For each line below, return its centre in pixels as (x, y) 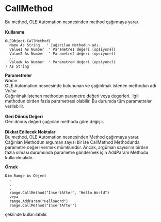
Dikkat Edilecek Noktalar (30, 132)
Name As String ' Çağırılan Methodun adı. (55, 45)
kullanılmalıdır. (19, 157)
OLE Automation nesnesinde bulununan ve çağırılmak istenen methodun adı (81, 86)
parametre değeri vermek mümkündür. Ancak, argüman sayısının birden (77, 147)
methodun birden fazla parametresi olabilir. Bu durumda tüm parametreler (79, 101)
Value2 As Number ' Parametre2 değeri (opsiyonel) (63, 54)
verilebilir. (15, 106)
